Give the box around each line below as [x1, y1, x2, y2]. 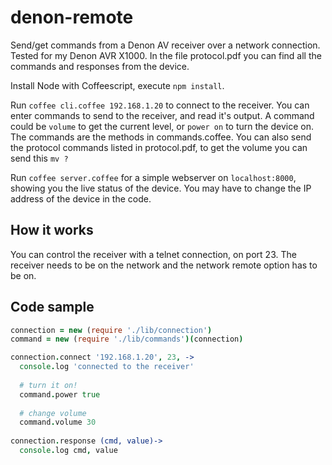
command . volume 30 [19, 417, 97, 428]
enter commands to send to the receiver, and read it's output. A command [10, 109, 315, 121]
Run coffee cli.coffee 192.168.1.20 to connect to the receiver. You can [10, 99, 310, 111]
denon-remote [10, 6, 134, 29]
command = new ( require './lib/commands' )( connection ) [10, 334, 244, 345]
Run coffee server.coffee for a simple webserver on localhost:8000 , [10, 171, 297, 183]
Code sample [10, 299, 95, 316]
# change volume [19, 408, 87, 418]
